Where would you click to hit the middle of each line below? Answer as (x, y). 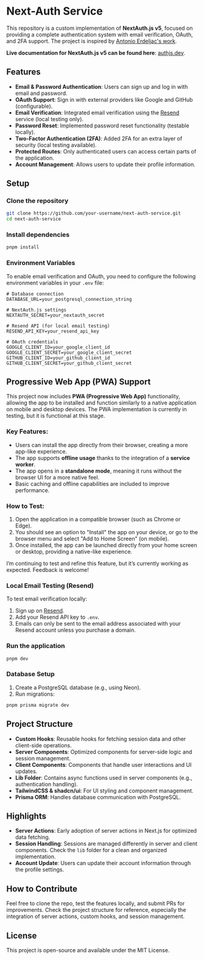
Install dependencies (38, 235)
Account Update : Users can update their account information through (103, 863)
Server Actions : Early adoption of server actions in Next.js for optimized (106, 831)
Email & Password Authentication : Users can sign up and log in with (101, 86)
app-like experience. (41, 451)
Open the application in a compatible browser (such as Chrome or (98, 520)
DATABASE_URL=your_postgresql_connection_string (69, 299)
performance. (32, 490)
